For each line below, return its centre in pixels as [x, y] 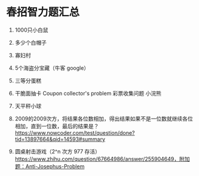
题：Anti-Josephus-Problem [50, 166]
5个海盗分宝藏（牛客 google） [52, 68]
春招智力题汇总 [43, 12]
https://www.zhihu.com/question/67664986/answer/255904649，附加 [102, 159]
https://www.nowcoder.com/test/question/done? [75, 132]
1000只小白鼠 [31, 30]
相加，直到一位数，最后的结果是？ [57, 126]
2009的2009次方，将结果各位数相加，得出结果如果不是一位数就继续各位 [104, 118]
